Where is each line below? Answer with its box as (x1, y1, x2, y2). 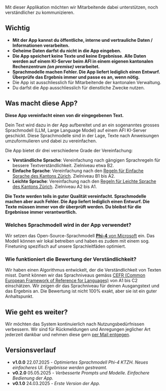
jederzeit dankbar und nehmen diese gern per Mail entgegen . (5, 332, 130, 338)
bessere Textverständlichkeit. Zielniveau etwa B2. (12, 162, 114, 168)
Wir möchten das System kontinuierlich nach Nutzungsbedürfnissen (5, 321, 145, 327)
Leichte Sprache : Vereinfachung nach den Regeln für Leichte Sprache (12, 178, 157, 184)
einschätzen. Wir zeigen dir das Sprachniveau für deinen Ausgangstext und (5, 283, 160, 289)
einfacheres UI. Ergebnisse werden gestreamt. (12, 364, 108, 370)
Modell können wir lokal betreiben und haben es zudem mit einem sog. (5, 238, 150, 244)
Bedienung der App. (12, 375, 54, 381)
